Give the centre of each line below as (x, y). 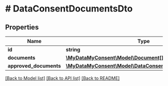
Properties (22, 27)
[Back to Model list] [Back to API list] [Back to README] (62, 78)
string (73, 49)
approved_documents (34, 66)
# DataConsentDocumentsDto (69, 9)
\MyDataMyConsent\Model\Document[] (114, 58)
